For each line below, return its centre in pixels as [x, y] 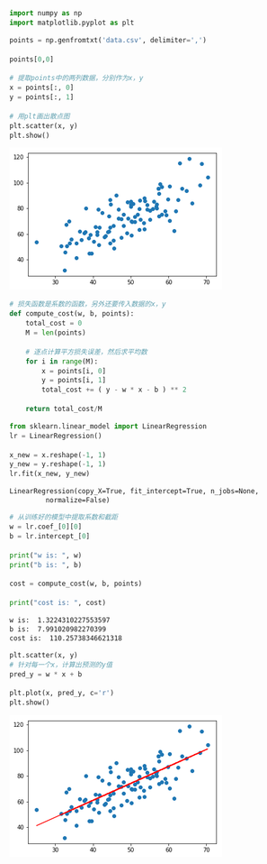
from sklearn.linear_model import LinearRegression [108, 426]
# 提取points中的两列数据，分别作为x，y [76, 78]
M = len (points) [56, 333]
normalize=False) [78, 501]
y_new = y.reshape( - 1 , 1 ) [58, 464]
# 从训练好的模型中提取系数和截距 [64, 518]
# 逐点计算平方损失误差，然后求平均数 [87, 352]
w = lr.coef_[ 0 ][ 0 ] [46, 527]
